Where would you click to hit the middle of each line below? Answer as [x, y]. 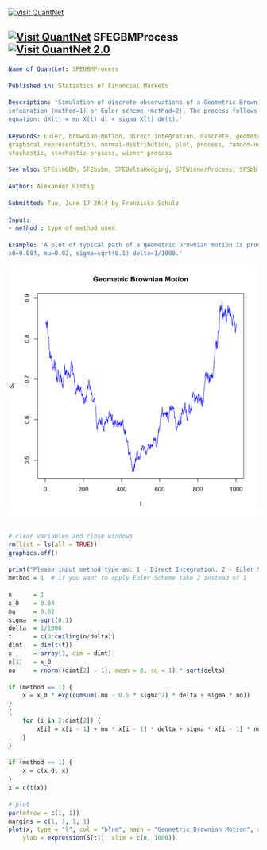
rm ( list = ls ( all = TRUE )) [53, 545]
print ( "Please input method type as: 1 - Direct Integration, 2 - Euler [131, 570]
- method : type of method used [62, 228]
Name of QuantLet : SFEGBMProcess [64, 69]
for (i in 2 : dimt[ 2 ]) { [62, 721]
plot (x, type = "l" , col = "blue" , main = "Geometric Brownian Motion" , [131, 830]
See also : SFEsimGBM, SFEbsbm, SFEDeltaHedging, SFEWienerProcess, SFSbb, [135, 170]
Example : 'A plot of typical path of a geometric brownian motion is [126, 245]
